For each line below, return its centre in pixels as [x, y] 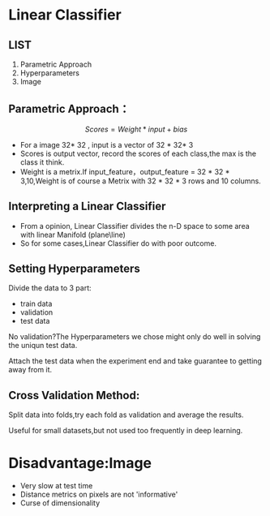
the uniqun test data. [43, 346]
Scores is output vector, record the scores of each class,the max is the [138, 153]
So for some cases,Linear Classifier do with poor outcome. [118, 243]
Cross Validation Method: [74, 395]
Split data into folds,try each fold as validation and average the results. [126, 415]
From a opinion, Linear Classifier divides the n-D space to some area [135, 226]
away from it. [30, 370]
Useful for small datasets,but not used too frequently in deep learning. [126, 431]
